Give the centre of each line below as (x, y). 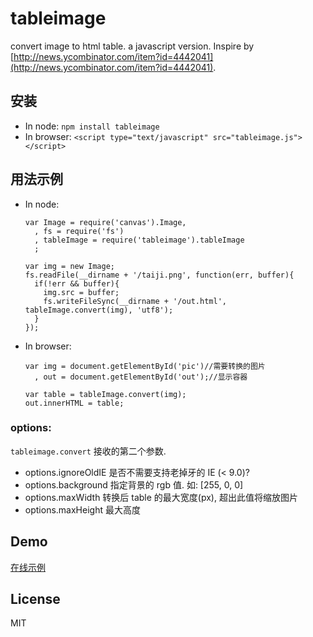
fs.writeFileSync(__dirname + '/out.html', (135, 301)
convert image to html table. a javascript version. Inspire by (132, 46)
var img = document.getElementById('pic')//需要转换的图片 (145, 366)
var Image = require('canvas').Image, (105, 222)
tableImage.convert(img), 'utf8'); (99, 310)
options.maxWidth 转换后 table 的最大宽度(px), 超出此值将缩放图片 (161, 497)
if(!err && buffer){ (77, 283)
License (35, 599)
